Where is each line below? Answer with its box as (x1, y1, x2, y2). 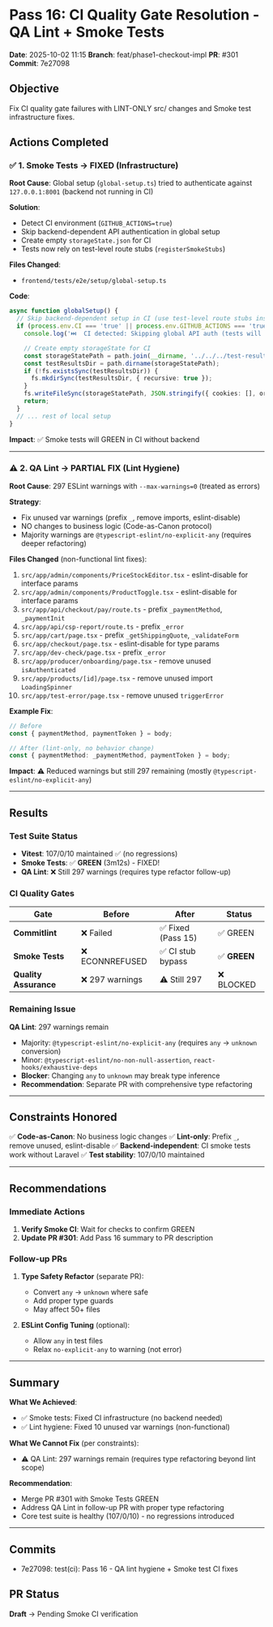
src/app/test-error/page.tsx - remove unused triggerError (20, 690, 224, 700)
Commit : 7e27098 (9, 58, 70, 68)
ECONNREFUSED (80, 955, 148, 967)
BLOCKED (218, 979, 257, 990)
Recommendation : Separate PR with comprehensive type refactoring (20, 1079, 254, 1088)
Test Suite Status (9, 830, 78, 841)
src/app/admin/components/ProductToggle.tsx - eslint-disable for (20, 586, 237, 597)
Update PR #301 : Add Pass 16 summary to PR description (20, 1233, 214, 1243)
